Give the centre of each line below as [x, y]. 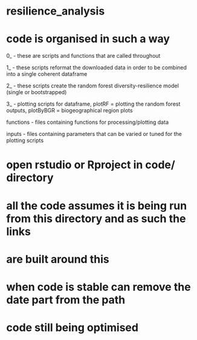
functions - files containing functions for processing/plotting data [88, 122]
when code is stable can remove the [99, 287]
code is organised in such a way [88, 39]
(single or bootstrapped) [37, 92]
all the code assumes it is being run [97, 206]
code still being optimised [73, 328]
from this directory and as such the [96, 218]
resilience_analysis [56, 11]
